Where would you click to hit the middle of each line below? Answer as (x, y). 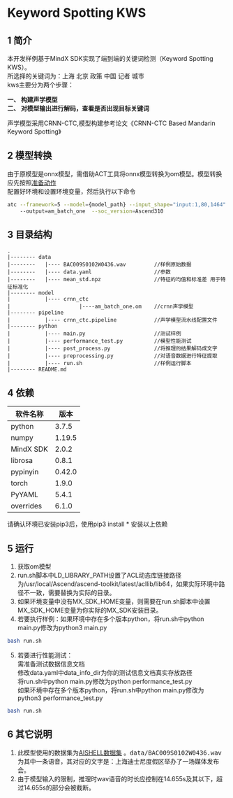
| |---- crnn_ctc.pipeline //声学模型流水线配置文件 (112, 320)
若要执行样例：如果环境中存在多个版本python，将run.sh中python (111, 619)
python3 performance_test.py (60, 698)
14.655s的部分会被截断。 (59, 788)
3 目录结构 (30, 235)
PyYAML (24, 494)
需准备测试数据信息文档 (51, 664)
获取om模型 (34, 567)
